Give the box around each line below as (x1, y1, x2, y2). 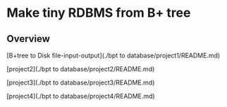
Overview (6, 33, 51, 45)
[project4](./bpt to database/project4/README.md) (6, 92, 156, 100)
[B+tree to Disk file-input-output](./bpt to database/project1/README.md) (6, 51, 221, 59)
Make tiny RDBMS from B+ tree (6, 5, 191, 21)
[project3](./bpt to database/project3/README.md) (6, 78, 155, 87)
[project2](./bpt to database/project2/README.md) (6, 65, 155, 73)
